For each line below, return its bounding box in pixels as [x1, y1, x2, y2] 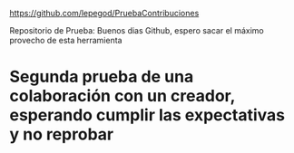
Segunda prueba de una [9, 67, 194, 87]
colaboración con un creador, [9, 86, 236, 107]
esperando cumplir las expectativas [9, 105, 286, 126]
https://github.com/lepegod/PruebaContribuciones [9, 8, 200, 18]
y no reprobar [9, 124, 114, 145]
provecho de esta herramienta [9, 35, 122, 45]
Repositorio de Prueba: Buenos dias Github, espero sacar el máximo [9, 25, 265, 35]
